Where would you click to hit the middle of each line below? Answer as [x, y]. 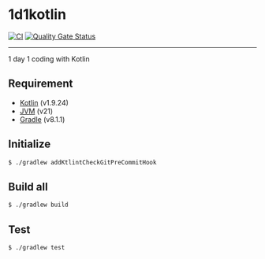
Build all [28, 187]
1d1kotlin [37, 15]
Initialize [30, 144]
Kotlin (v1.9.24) [44, 102]
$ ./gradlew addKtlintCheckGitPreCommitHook [82, 162]
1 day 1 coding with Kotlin [49, 59]
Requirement [41, 84]
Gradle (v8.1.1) [42, 119]
